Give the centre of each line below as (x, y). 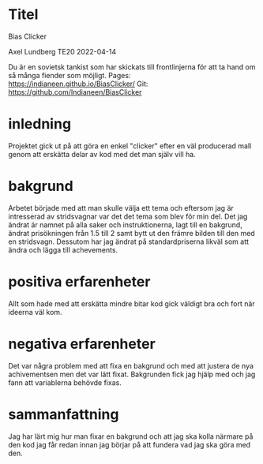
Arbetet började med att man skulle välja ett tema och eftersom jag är (121, 208)
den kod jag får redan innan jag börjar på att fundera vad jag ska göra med (130, 444)
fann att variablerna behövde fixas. (65, 382)
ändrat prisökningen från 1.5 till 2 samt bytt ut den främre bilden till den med (131, 233)
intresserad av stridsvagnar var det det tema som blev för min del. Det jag (128, 216)
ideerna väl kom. (35, 312)
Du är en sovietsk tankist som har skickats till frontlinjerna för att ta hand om (132, 67)
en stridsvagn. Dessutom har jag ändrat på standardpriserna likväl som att (129, 241)
